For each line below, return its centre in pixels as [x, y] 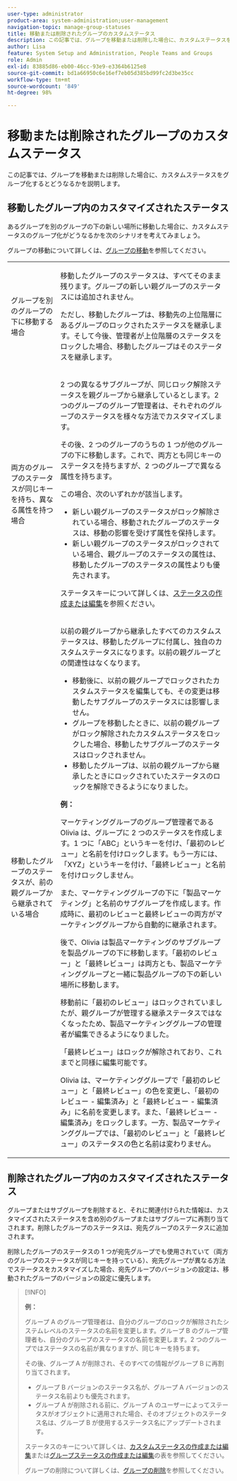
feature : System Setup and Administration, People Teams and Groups [110, 54]
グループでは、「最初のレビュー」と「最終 [142, 1133]
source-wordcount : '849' [44, 86]
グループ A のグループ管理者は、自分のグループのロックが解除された [124, 1322]
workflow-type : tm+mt [39, 80]
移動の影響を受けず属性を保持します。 [157, 533]
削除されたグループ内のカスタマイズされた [100, 1178]
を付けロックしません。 [99, 875]
